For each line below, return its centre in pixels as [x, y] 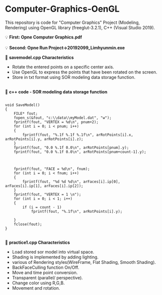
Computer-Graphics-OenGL [62, 9]
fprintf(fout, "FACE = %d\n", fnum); [52, 169]
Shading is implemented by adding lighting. [55, 257]
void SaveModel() [23, 105]
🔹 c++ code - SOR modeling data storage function [56, 92]
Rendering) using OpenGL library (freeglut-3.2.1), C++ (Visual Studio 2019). [80, 27]
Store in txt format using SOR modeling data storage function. [74, 77]
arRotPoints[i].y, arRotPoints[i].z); [44, 139]
